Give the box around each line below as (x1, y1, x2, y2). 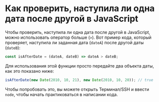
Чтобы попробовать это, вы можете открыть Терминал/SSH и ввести (5, 86, 149, 92)
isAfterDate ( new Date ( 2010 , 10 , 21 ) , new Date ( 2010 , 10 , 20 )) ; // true (5, 77, 154, 83)
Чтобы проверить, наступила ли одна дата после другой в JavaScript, (5, 29, 151, 35)
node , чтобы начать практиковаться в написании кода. (5, 91, 118, 97)
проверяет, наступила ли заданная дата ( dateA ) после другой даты (5, 39, 144, 45)
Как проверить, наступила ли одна (5, 3, 155, 14)
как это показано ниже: (5, 68, 54, 74)
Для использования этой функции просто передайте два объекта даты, (5, 63, 154, 68)
